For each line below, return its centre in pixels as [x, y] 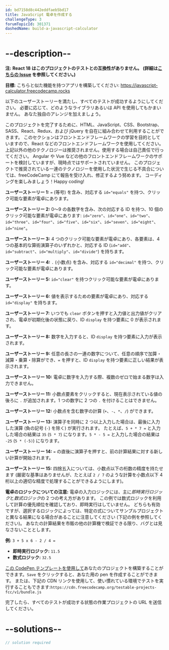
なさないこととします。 [30, 530]
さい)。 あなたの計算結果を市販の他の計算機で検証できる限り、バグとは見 [86, 523]
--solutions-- [34, 629]
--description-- [38, 54]
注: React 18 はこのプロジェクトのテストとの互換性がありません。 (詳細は [81, 68]
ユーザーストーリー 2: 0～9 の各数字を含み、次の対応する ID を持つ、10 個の [84, 209]
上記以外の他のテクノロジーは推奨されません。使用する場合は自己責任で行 [82, 150]
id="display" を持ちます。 [33, 303]
